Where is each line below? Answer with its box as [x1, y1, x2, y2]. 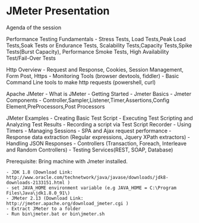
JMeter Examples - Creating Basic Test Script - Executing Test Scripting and [6, 114, 193, 122]
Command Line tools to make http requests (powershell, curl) [6, 79, 156, 86]
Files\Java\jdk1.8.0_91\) [6, 190, 70, 196]
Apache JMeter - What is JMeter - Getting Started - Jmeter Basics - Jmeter [6, 90, 192, 97]
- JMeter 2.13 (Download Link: [6, 195, 84, 201]
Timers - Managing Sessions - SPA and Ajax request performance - [6, 127, 172, 134]
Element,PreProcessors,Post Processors [6, 103, 105, 110]
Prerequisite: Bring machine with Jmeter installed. [6, 157, 128, 165]
